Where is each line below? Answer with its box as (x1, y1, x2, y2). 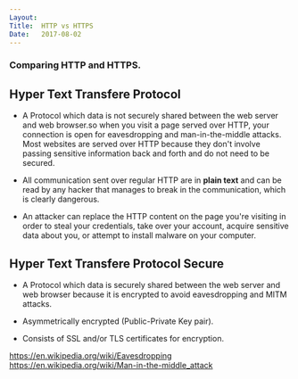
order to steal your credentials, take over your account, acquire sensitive (21, 220, 289, 232)
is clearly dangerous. (21, 194, 100, 205)
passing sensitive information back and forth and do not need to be (21, 148, 270, 159)
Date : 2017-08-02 (9, 29, 82, 38)
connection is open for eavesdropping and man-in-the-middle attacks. (21, 129, 282, 140)
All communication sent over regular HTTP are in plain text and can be (21, 175, 283, 185)
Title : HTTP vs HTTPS (9, 21, 94, 30)
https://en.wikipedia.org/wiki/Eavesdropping (9, 350, 172, 361)
